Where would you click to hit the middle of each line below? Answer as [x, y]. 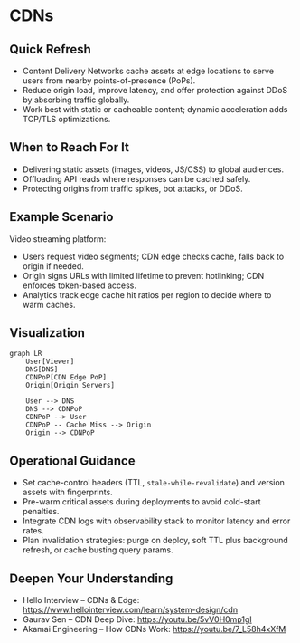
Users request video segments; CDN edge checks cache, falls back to [153, 256]
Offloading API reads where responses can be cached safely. [136, 178]
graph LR [26, 354]
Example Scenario [61, 217]
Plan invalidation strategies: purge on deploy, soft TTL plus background [155, 541]
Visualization [47, 333]
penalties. [41, 512]
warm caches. [49, 304]
